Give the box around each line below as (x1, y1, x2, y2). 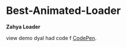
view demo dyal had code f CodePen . (6, 34, 97, 41)
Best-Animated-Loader (6, 4, 121, 17)
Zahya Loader (6, 23, 41, 30)
